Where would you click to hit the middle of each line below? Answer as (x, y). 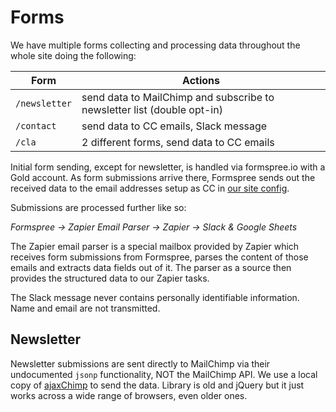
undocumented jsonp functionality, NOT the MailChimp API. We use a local (164, 374)
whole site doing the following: (73, 55)
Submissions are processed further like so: (98, 207)
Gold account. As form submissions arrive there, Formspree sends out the (163, 177)
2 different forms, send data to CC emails (178, 142)
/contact (36, 125)
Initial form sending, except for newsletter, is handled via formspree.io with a (168, 167)
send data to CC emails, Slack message (174, 126)
